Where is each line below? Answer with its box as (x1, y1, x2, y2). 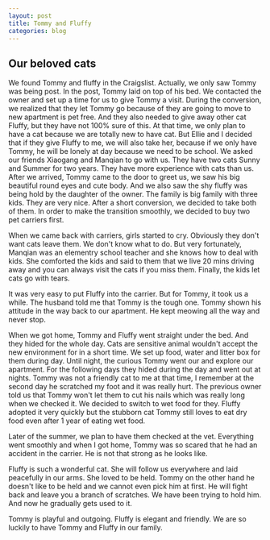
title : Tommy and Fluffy (8, 19, 92, 27)
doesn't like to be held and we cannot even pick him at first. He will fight (8, 481, 248, 492)
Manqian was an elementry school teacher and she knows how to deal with (8, 247, 259, 258)
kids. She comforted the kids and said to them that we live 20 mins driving (8, 256, 255, 266)
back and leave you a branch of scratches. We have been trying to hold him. (8, 490, 262, 500)
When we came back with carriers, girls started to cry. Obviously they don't (8, 231, 260, 240)
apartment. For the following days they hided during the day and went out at (8, 364, 261, 375)
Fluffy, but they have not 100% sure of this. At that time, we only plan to (8, 121, 246, 131)
